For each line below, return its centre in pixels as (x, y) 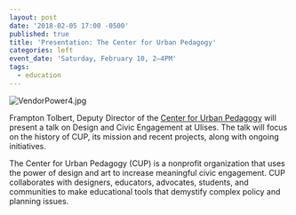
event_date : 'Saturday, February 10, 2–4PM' (93, 59)
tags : (19, 68)
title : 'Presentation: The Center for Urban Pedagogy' (113, 42)
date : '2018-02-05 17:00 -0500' (69, 26)
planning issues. (39, 201)
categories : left (41, 51)
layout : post (33, 17)
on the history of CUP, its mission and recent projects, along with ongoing (144, 136)
